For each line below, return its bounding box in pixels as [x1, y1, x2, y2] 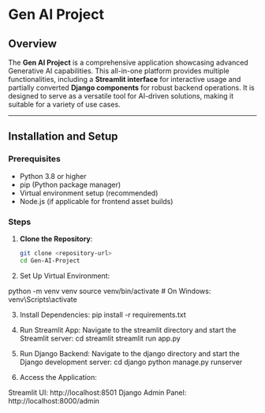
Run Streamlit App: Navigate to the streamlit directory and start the [19, 325, 237, 334]
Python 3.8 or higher [19, 171, 87, 180]
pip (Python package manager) [19, 180, 121, 189]
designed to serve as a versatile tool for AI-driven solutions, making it [8, 91, 234, 100]
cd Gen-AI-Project [19, 256, 80, 265]
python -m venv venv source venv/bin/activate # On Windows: [8, 286, 211, 296]
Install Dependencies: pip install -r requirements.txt [19, 310, 187, 319]
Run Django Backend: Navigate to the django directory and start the [19, 348, 241, 358]
